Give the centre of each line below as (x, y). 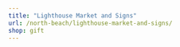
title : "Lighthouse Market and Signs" (72, 16)
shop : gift (26, 30)
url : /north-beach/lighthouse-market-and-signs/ (90, 23)
